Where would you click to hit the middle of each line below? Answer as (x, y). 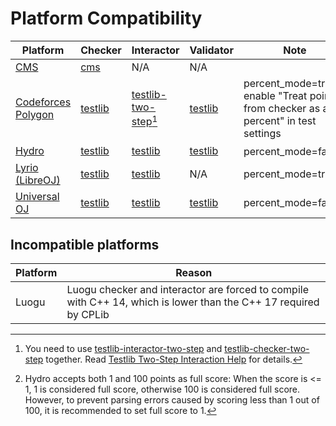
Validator (211, 50)
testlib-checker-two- (267, 349)
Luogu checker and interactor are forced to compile (187, 290)
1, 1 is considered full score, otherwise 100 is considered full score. (162, 389)
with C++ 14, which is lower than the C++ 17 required (193, 302)
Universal (37, 197)
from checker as (282, 108)
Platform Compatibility (106, 18)
